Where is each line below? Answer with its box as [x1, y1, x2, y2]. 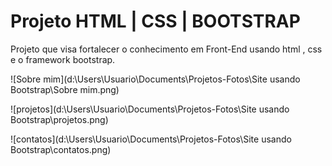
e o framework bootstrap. [10, 53, 116, 65]
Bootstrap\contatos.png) [10, 143, 112, 155]
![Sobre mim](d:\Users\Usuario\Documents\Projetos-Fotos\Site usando [10, 73, 301, 85]
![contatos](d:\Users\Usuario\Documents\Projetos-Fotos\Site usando [10, 133, 292, 145]
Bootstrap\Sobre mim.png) [10, 83, 120, 95]
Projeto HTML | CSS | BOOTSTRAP [10, 10, 301, 33]
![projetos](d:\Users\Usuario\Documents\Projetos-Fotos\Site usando [10, 103, 290, 115]
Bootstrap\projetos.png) [10, 113, 109, 125]
